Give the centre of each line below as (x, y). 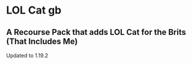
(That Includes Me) (42, 41)
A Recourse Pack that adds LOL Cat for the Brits (96, 32)
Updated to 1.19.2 (27, 56)
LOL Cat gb (34, 10)
